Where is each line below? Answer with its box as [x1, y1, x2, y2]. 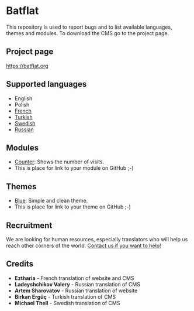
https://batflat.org [6, 62, 49, 69]
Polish [14, 101, 30, 108]
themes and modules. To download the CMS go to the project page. [6, 29, 169, 36]
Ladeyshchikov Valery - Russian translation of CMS [14, 281, 140, 288]
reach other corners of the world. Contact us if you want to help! [6, 242, 162, 249]
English [14, 95, 33, 102]
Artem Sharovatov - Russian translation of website [14, 287, 138, 294]
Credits [6, 259, 34, 269]
